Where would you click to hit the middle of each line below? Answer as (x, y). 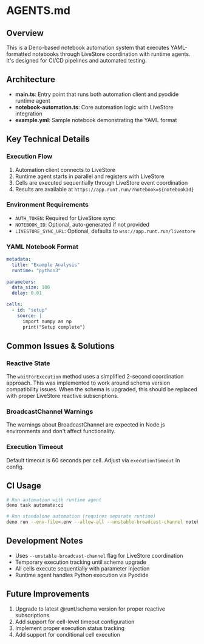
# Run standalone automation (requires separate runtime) (81, 516)
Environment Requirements (48, 205)
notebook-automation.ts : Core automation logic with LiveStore (94, 107)
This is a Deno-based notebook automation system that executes (88, 47)
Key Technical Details (48, 139)
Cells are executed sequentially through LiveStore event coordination (101, 182)
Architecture (31, 80)
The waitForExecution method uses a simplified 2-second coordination (95, 377)
